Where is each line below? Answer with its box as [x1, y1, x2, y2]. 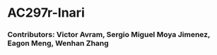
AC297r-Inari [7, 5, 85, 21]
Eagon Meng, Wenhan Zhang [7, 38, 110, 48]
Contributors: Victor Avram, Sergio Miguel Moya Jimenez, [7, 30, 211, 40]
